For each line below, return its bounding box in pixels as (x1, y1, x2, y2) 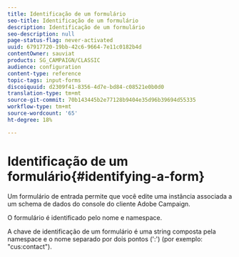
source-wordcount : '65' (7, 110, 78, 117)
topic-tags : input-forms (7, 76, 81, 84)
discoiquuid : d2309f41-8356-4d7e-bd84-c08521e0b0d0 (7, 83, 164, 90)
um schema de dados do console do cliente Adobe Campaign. (7, 199, 190, 208)
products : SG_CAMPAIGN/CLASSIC (7, 57, 101, 64)
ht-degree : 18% (7, 116, 53, 123)
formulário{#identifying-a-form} (7, 168, 205, 184)
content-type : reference (7, 70, 81, 77)
